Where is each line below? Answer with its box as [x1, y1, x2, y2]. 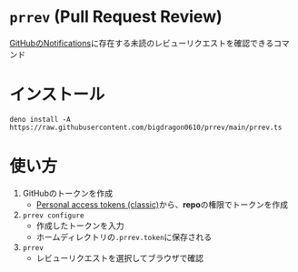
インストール [9, 85, 105, 106]
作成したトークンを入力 [35, 220, 124, 231]
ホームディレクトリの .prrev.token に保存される [35, 231, 213, 242]
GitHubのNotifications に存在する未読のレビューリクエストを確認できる [9, 37, 274, 48]
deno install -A [9, 115, 71, 124]
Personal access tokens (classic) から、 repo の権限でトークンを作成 [35, 198, 289, 210]
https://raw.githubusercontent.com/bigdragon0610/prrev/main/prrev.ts [9, 123, 283, 132]
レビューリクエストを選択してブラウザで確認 [35, 252, 204, 263]
